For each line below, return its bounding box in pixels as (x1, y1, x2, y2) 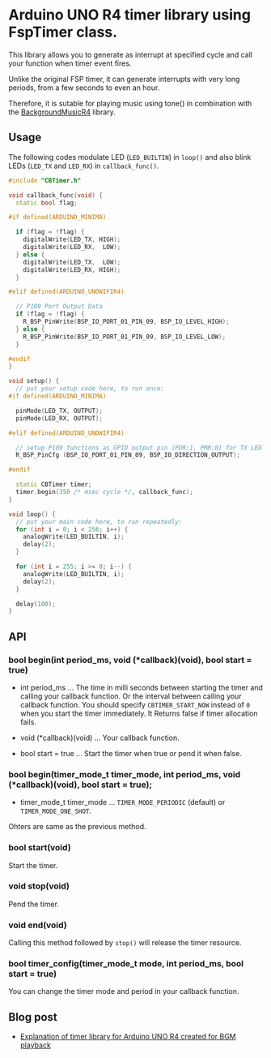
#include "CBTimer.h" (8, 176, 82, 184)
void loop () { (8, 510, 57, 518)
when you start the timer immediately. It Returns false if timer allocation (19, 708, 258, 718)
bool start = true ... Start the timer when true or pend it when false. (19, 748, 243, 758)
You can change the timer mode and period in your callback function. (8, 987, 239, 996)
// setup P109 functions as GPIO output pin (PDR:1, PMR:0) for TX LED (15, 444, 263, 452)
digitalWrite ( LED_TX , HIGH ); (23, 235, 121, 244)
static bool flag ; (15, 199, 78, 207)
